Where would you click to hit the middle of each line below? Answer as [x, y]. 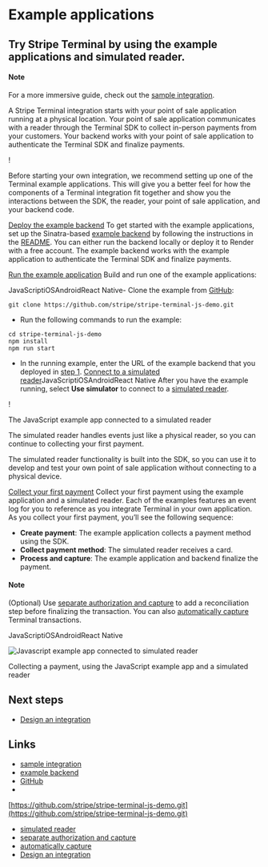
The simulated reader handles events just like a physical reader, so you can [132, 435]
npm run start [32, 348]
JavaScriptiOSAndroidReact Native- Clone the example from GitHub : [121, 290]
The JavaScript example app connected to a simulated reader [110, 419]
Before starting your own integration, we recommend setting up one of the [131, 175]
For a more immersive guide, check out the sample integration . [112, 94]
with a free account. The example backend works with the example [119, 251]
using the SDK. [44, 541]
